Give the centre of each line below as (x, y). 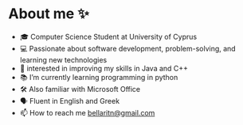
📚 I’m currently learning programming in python (99, 77)
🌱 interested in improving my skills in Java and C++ (104, 68)
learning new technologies (63, 59)
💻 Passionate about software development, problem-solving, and (128, 48)
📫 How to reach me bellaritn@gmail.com (87, 112)
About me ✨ (49, 14)
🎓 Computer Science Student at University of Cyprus (108, 36)
